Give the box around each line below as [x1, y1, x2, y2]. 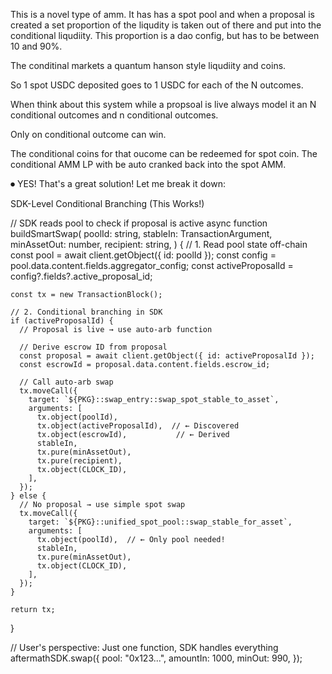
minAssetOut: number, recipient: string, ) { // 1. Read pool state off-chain [10, 239, 308, 250]
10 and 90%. [10, 40, 63, 52]
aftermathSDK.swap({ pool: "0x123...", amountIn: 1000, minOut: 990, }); [10, 652, 303, 664]
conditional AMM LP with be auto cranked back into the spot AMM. [10, 159, 287, 170]
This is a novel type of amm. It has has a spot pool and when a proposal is [10, 9, 315, 20]
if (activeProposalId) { [10, 316, 114, 326]
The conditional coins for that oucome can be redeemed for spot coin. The [10, 148, 318, 159]
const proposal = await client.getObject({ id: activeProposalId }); [19, 351, 315, 361]
